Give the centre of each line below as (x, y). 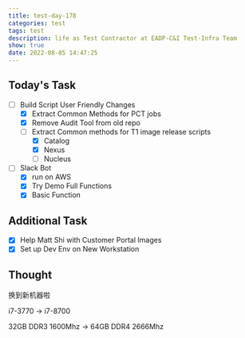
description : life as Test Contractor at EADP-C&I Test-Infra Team (123, 38)
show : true (26, 46)
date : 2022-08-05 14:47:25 (53, 53)
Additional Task (48, 221)
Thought (30, 274)
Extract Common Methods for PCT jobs (97, 114)
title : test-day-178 (43, 16)
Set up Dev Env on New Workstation (79, 249)
